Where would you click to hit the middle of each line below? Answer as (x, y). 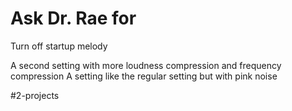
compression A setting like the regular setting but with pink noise (144, 76)
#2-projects (35, 95)
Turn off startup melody (59, 46)
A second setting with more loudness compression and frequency (146, 65)
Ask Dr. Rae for (73, 18)
